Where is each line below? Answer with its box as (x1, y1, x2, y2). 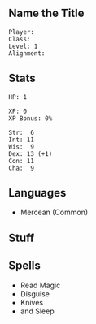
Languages (8, 186, 67, 200)
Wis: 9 (8, 142, 35, 151)
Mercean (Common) (20, 207, 89, 218)
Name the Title (8, 6, 85, 20)
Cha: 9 (8, 164, 35, 172)
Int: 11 (8, 136, 35, 144)
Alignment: (8, 49, 46, 58)
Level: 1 (8, 42, 38, 50)
